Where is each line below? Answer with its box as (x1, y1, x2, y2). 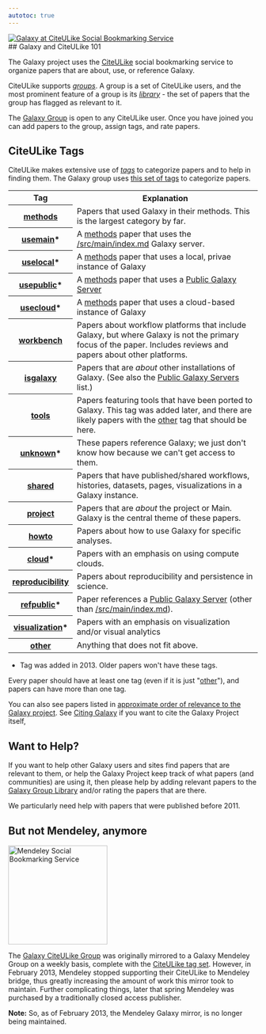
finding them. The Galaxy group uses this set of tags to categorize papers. (8, 173, 251, 183)
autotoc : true (8, 11, 55, 20)
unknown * (19, 447, 62, 458)
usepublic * (18, 279, 63, 290)
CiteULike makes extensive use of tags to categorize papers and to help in (8, 165, 251, 175)
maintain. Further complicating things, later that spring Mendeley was (8, 985, 235, 994)
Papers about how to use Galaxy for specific (76, 525, 241, 536)
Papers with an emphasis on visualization (76, 616, 230, 627)
